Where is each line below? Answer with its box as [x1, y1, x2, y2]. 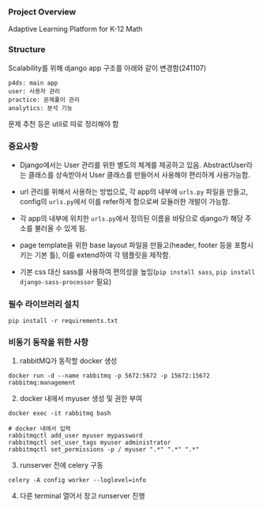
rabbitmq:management [8, 379, 77, 387]
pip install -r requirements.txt [8, 317, 118, 325]
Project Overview [8, 6, 77, 17]
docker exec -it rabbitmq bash [8, 410, 111, 418]
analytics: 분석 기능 [8, 104, 73, 112]
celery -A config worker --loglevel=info [8, 476, 147, 484]
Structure [8, 44, 46, 55]
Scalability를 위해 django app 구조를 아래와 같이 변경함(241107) [8, 63, 207, 73]
